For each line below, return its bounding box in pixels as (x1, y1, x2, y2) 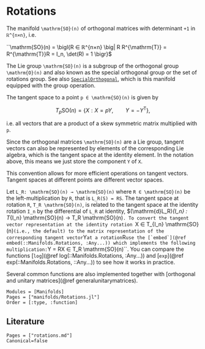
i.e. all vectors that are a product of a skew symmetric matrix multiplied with (6, 120, 198, 127)
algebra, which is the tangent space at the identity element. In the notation (6, 151, 194, 159)
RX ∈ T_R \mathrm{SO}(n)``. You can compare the (58, 245, 185, 253)
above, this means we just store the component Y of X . (6, 158, 143, 165)
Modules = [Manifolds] (6, 289, 64, 295)
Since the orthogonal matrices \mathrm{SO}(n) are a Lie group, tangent (6, 138, 184, 145)
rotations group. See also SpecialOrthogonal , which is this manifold (6, 75, 176, 82)
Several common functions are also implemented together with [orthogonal (6, 270, 196, 278)
